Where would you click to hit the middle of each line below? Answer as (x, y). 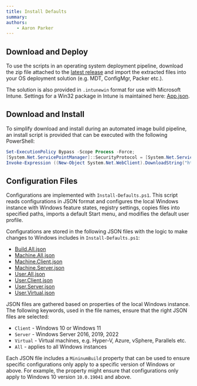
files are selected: (28, 317)
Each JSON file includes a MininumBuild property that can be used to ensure (98, 358)
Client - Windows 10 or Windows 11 (58, 328)
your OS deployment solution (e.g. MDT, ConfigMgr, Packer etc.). (85, 78)
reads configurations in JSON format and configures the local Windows (92, 202)
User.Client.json (34, 280)
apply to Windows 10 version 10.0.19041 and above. (69, 377)
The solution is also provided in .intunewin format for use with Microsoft (94, 90)
